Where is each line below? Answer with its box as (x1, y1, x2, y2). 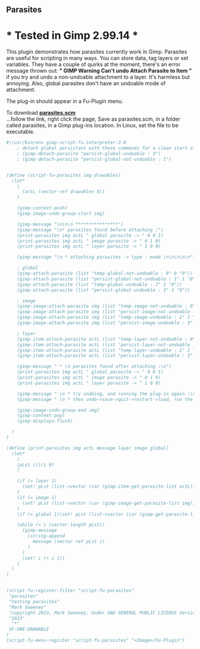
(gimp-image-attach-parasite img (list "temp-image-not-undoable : (17, 303, 187, 309)
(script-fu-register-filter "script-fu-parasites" (6, 588, 135, 594)
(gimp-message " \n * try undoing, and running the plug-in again (17, 391, 185, 397)
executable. (6, 128, 35, 136)
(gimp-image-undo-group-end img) (17, 407, 100, 413)
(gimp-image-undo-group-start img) (17, 211, 105, 217)
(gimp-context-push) (17, 205, 68, 211)
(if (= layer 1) (17, 478, 58, 484)
